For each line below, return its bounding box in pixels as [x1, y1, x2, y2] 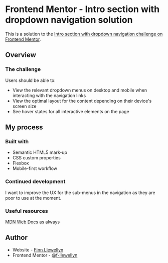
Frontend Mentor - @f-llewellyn [12, 252, 78, 258]
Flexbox [12, 160, 29, 166]
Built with [5, 138, 29, 145]
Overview [5, 51, 37, 59]
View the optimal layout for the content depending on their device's [12, 98, 152, 104]
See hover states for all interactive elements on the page [12, 108, 129, 114]
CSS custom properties [12, 155, 61, 161]
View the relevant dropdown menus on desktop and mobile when [12, 87, 147, 93]
